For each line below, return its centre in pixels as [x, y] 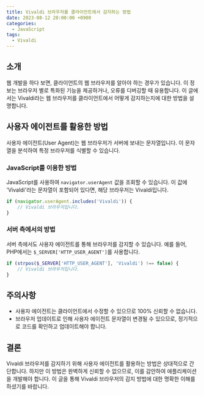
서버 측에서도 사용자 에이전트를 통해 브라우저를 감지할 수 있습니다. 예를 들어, [97, 244]
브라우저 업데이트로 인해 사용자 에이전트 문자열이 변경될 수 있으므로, [96, 319]
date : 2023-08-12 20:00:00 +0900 [49, 18]
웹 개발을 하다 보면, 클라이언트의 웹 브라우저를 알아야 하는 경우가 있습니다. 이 [97, 83]
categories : [21, 23]
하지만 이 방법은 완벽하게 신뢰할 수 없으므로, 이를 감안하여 [97, 372]
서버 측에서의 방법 [31, 230]
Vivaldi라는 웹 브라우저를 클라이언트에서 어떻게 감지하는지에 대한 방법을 [103, 98]
